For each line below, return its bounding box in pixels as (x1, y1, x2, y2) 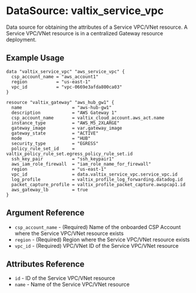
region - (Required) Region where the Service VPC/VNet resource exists (14, 236, 190, 243)
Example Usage (6, 53, 65, 63)
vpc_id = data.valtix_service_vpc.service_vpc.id (11, 171, 178, 177)
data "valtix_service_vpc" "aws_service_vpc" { (6, 69, 125, 75)
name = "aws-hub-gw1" (11, 105, 112, 110)
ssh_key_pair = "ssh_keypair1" (11, 156, 115, 162)
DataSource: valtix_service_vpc (6, 4, 164, 18)
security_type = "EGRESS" (11, 140, 99, 146)
